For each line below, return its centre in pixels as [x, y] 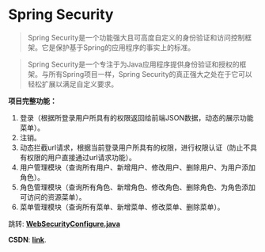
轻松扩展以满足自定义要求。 [73, 84]
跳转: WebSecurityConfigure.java [64, 223]
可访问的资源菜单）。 [53, 197]
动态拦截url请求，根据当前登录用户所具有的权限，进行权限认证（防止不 [135, 147]
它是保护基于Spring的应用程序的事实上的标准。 [118, 47]
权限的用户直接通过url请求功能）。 [81, 157]
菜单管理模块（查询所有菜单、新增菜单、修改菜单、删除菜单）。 [122, 207]
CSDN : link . [27, 239]
